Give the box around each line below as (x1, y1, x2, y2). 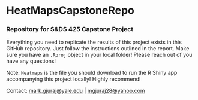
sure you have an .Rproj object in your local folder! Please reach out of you (6, 51, 193, 59)
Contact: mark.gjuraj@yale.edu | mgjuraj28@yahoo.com (6, 87, 145, 95)
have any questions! (6, 57, 56, 65)
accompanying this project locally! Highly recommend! (6, 75, 141, 83)
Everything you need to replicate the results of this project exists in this (6, 38, 182, 46)
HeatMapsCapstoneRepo (6, 4, 135, 17)
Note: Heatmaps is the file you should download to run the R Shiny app (6, 69, 178, 77)
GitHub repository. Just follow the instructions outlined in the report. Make (6, 45, 190, 52)
